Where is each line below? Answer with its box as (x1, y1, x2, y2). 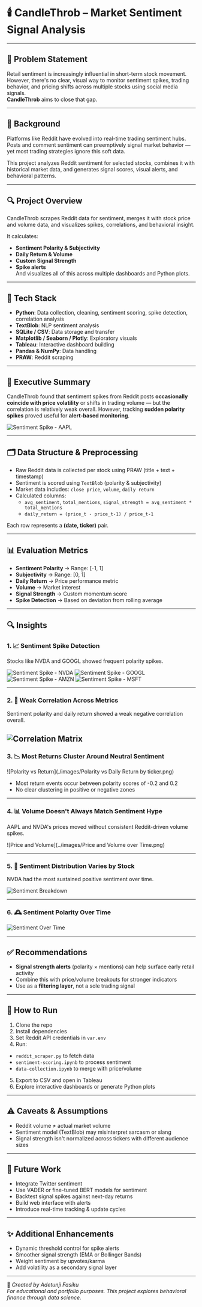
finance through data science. (7, 1294, 82, 1301)
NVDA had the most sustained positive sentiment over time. (7, 875, 154, 882)
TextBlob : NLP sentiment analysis (15, 322, 100, 329)
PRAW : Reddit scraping (15, 354, 74, 361)
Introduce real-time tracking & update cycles (15, 1205, 126, 1213)
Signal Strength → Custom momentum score (15, 590, 128, 597)
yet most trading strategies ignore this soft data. (7, 147, 125, 155)
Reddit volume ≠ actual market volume (15, 1122, 111, 1129)
